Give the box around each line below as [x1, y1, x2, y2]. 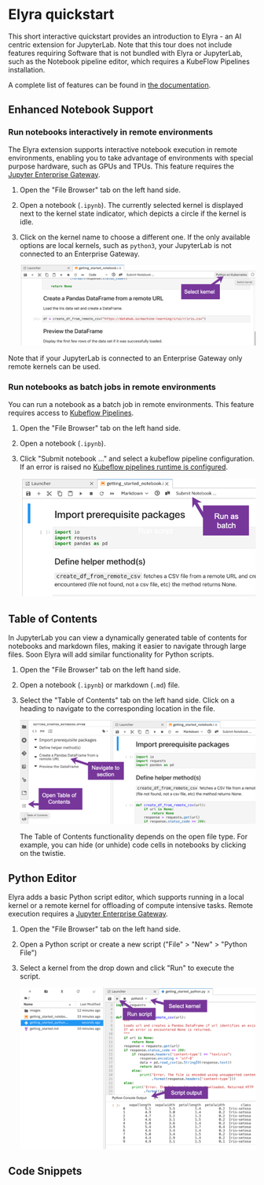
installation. [8, 65, 46, 74]
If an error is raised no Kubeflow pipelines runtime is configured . [19, 462, 229, 472]
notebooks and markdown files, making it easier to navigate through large [8, 642, 247, 651]
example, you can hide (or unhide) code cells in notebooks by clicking [19, 840, 247, 850]
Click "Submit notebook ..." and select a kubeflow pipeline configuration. [19, 454, 255, 463]
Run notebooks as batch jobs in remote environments [8, 382, 216, 393]
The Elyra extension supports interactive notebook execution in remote [8, 144, 238, 154]
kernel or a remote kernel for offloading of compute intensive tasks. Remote [8, 901, 254, 910]
